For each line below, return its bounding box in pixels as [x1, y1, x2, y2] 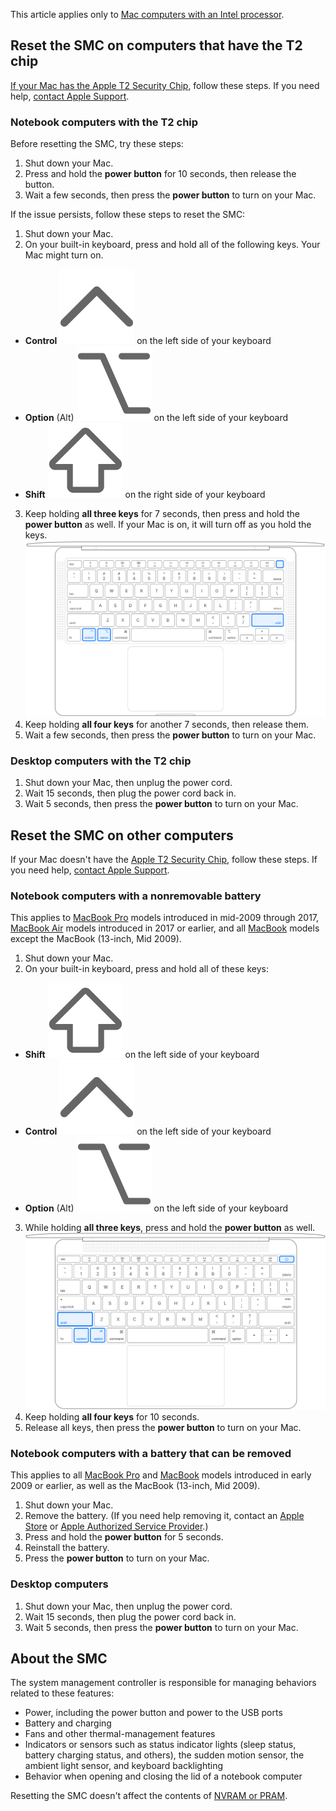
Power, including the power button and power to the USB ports [24, 1707, 283, 1719]
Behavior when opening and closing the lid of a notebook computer [24, 1770, 303, 1783]
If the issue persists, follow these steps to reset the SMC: [10, 209, 246, 221]
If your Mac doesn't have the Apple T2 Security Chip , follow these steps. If [10, 853, 318, 865]
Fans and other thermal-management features [24, 1728, 216, 1740]
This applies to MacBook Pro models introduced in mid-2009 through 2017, [10, 912, 320, 924]
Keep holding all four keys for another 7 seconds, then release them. [24, 718, 309, 730]
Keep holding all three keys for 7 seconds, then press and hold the [24, 508, 301, 520]
